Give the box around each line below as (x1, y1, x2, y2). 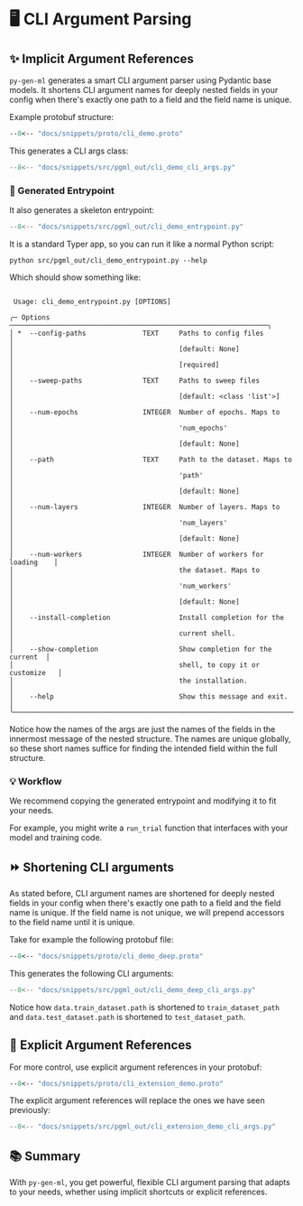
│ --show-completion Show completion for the (9, 645, 272, 654)
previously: (9, 1105, 51, 1116)
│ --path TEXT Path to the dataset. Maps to (9, 455, 293, 464)
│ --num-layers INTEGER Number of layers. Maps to (9, 502, 280, 512)
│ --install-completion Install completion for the (9, 613, 284, 622)
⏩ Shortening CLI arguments (9, 859, 174, 875)
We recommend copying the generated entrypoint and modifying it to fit (9, 795, 277, 806)
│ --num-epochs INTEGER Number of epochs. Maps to (9, 407, 280, 417)
